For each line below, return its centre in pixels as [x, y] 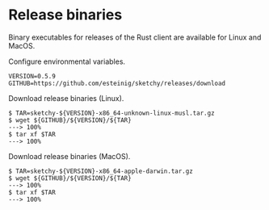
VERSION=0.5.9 [32, 76]
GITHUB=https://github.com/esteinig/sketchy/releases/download [117, 83]
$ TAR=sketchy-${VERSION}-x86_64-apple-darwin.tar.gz [101, 171]
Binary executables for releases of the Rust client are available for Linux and [135, 37]
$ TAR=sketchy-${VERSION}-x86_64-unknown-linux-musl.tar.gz [112, 113]
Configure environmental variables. [67, 61]
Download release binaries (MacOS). [69, 156]
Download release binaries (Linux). [66, 98]
